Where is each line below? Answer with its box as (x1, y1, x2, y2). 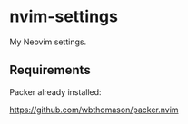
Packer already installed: (9, 86, 102, 97)
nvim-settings (9, 6, 118, 27)
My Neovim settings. (9, 36, 87, 47)
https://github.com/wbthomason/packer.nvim (9, 104, 179, 115)
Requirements (9, 62, 91, 78)
